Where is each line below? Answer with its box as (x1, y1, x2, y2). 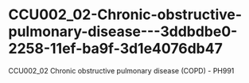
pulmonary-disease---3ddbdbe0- (8, 22, 238, 41)
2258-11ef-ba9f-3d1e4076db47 (8, 40, 223, 57)
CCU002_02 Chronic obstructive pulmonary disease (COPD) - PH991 (8, 65, 235, 75)
